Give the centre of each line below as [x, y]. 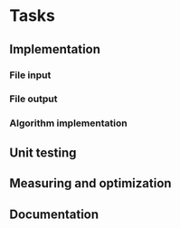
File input [30, 75]
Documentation [54, 214]
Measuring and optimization [90, 183]
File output [33, 99]
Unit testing [43, 152]
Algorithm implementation [69, 123]
